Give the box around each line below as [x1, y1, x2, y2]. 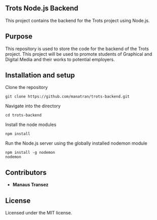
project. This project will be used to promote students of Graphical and [5, 51, 152, 57]
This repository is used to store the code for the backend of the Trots [5, 46, 149, 52]
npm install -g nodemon [5, 150, 56, 155]
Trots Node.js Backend [5, 4, 79, 13]
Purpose [5, 32, 33, 41]
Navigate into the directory [5, 103, 61, 109]
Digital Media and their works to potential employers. [5, 56, 115, 62]
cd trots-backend [5, 113, 42, 118]
